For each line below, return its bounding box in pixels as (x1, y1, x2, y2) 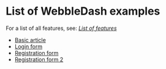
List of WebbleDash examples (6, 4, 160, 18)
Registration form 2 (14, 56, 64, 63)
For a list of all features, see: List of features (6, 24, 117, 32)
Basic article (14, 36, 47, 43)
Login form (14, 43, 43, 50)
